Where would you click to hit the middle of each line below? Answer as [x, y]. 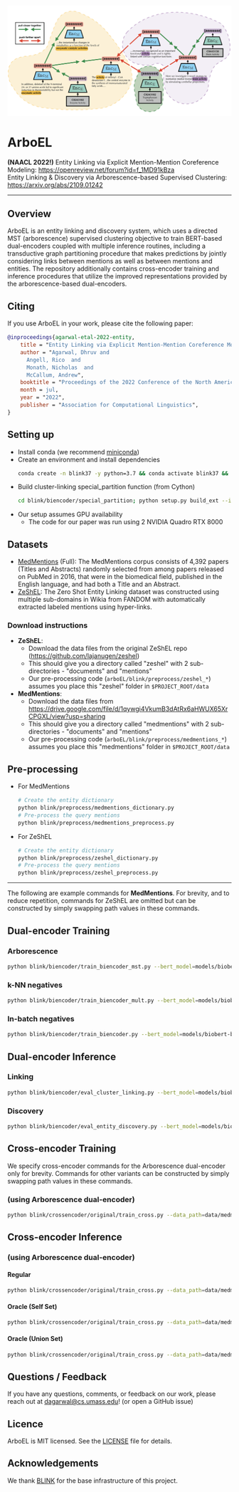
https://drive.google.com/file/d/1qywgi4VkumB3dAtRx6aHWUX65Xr [128, 709]
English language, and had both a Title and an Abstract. [99, 584]
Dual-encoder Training [59, 930]
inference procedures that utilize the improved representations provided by [117, 276]
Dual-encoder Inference [62, 1057]
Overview [30, 213]
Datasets [28, 544]
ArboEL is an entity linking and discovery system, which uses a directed [113, 231]
